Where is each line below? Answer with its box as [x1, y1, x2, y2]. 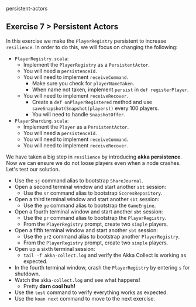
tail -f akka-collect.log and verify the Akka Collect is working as [23, 251, 187, 258]
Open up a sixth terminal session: [14, 245, 95, 252]
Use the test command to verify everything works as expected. [14, 289, 169, 296]
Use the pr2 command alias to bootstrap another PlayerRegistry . [23, 233, 180, 240]
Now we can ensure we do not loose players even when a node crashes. [6, 159, 181, 166]
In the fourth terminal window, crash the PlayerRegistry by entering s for [14, 264, 190, 271]
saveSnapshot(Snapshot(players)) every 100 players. [32, 105, 159, 112]
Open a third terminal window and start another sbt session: [14, 195, 160, 202]
